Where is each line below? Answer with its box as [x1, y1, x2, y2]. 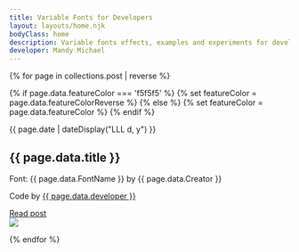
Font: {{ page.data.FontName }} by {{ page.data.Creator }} [9, 173, 222, 183]
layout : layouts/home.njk [9, 21, 105, 30]
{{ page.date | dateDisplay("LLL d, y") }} [9, 124, 157, 134]
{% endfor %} [9, 233, 61, 245]
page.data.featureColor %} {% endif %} [9, 107, 156, 118]
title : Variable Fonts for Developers [9, 12, 153, 22]
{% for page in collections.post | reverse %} [9, 70, 171, 81]
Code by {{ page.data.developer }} [9, 191, 136, 201]
